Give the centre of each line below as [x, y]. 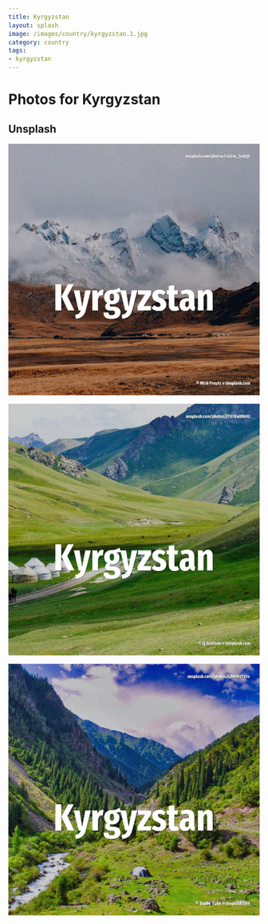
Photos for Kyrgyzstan [85, 99]
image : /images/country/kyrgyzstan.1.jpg [78, 34]
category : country [39, 42]
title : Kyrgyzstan [39, 17]
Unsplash [33, 129]
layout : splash [33, 25]
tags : [17, 51]
